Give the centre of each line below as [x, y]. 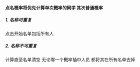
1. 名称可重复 [18, 20]
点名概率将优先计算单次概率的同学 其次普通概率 [54, 7]
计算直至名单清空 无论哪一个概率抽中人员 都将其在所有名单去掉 [70, 59]
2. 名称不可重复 [21, 46]
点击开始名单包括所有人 [29, 33]
